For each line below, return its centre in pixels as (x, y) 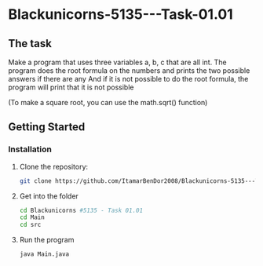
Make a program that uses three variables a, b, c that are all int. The (117, 62)
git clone (36, 181)
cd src (30, 225)
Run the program (47, 240)
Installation (30, 149)
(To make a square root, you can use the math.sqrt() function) (108, 102)
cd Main (32, 217)
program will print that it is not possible (71, 87)
